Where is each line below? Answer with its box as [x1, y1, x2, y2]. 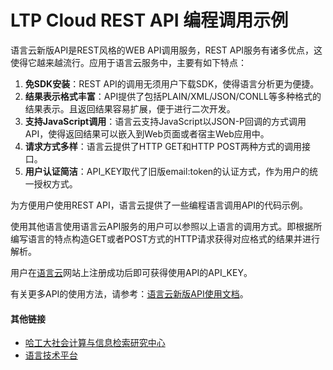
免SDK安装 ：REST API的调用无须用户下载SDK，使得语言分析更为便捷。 [24, 77, 320, 90]
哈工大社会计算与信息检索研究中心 [24, 337, 166, 349]
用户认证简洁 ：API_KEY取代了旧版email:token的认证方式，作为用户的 [24, 165, 310, 177]
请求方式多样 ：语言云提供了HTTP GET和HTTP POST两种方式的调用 [24, 140, 303, 152]
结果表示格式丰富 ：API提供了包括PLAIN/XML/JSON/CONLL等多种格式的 [24, 90, 322, 102]
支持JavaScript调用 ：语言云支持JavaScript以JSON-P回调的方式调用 [24, 115, 307, 127]
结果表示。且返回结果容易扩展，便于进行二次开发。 [24, 102, 236, 115]
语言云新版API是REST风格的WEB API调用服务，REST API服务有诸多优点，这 [10, 44, 323, 56]
